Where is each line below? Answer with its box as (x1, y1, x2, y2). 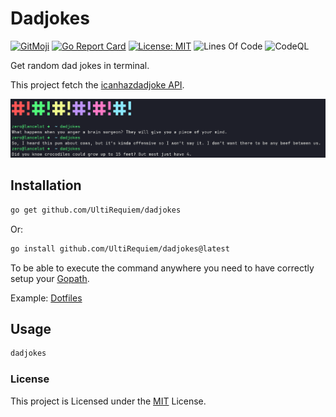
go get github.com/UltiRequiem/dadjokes (10, 205, 182, 215)
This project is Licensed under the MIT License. (10, 395, 207, 407)
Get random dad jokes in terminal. (10, 59, 150, 71)
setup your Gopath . (10, 272, 90, 284)
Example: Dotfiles (10, 292, 83, 304)
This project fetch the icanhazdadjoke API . (10, 78, 185, 91)
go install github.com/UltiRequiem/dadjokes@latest (10, 243, 230, 254)
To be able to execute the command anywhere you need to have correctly (10, 262, 315, 274)
